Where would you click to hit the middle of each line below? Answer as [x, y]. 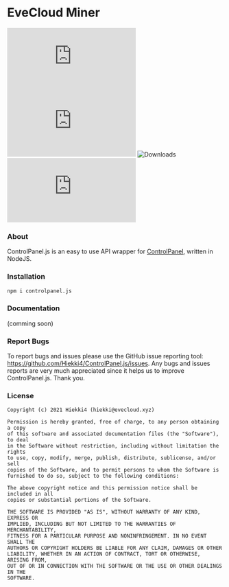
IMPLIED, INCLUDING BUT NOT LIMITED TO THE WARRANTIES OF [92, 524]
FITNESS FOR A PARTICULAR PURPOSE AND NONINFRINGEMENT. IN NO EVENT [107, 536]
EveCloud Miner [54, 13]
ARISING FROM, [27, 560]
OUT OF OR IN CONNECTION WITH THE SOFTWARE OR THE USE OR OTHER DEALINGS [115, 566]
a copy [16, 428]
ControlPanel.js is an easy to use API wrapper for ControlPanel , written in [110, 251]
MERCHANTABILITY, [32, 530]
